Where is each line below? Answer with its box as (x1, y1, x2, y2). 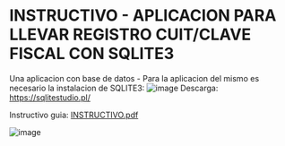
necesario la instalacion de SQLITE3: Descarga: (9, 82, 219, 93)
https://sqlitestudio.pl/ (9, 91, 91, 103)
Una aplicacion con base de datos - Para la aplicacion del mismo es (9, 73, 260, 83)
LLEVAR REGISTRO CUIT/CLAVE (9, 24, 252, 45)
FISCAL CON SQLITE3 (9, 44, 175, 64)
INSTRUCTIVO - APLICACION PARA (9, 5, 277, 26)
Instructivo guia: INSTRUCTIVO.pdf (9, 109, 139, 120)
